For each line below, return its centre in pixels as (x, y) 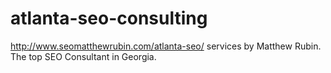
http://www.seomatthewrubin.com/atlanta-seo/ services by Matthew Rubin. (166, 46)
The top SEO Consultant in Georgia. (83, 56)
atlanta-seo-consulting (109, 18)
